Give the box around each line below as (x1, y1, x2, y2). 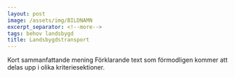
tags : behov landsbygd (7, 30, 74, 37)
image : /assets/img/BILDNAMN (7, 17, 93, 24)
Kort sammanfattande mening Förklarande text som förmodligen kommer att (7, 56, 228, 64)
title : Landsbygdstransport (7, 37, 90, 44)
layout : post (7, 10, 46, 18)
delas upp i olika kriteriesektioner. (7, 63, 106, 72)
